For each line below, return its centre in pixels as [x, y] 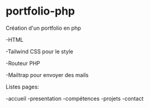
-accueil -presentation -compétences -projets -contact [75, 98]
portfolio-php [40, 11]
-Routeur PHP [23, 63]
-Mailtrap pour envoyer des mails [47, 75]
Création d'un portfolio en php [43, 28]
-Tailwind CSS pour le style [39, 51]
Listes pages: [22, 87]
